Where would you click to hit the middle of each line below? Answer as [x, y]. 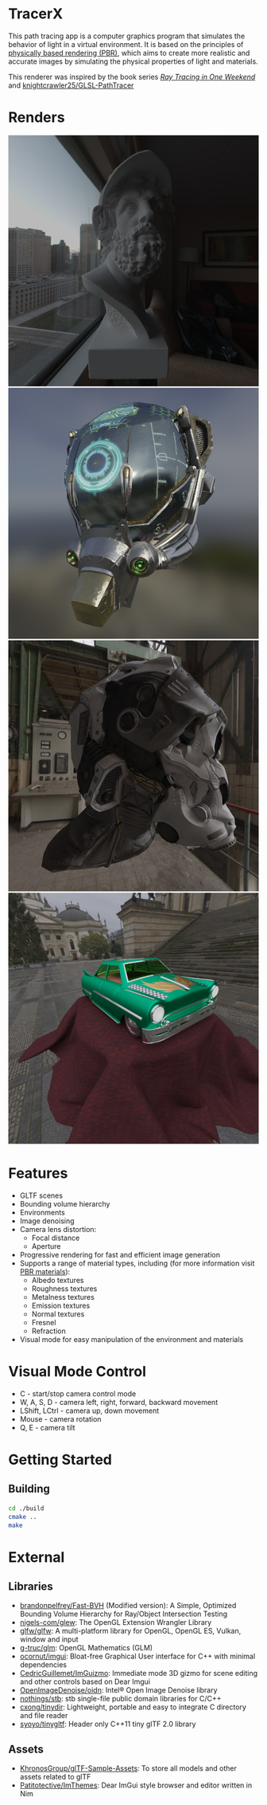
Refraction [48, 1331]
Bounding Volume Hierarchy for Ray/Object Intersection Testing [124, 1614]
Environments [42, 1212]
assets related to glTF [55, 1777]
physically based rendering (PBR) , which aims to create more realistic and [129, 53]
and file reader [44, 1716]
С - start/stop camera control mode [78, 1393]
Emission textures [61, 1305]
